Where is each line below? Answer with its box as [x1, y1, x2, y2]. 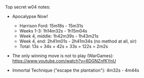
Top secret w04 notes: [5, 4, 51, 10]
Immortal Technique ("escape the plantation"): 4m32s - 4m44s [12, 67, 140, 73]
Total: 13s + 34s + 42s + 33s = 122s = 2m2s [19, 44, 108, 49]
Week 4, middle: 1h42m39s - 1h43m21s [19, 33, 99, 39]
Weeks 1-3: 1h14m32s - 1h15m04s [19, 28, 87, 33]
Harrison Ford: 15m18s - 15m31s [19, 23, 83, 29]
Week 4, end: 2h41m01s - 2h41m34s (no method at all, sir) [19, 38, 137, 44]
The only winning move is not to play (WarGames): [12, 53, 114, 59]
